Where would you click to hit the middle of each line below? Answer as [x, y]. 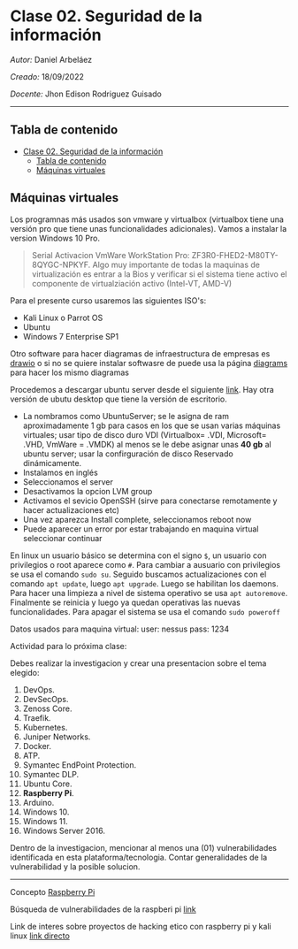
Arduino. [38, 802]
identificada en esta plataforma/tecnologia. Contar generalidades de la [139, 857]
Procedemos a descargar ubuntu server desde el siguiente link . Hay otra [142, 389]
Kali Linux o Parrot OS [63, 318]
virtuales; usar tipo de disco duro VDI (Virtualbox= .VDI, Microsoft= [145, 434]
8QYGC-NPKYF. [61, 264]
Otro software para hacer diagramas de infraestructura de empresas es [140, 353]
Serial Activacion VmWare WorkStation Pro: [111, 255]
